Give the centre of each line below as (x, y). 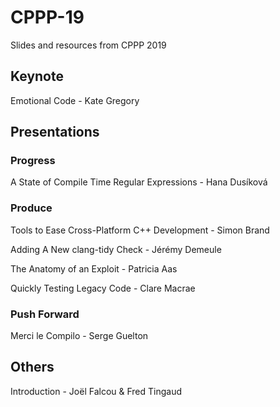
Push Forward (45, 314)
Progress (33, 161)
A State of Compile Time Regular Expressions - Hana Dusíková (139, 182)
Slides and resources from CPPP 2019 (88, 45)
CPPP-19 (47, 17)
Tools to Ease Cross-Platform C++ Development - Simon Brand (140, 230)
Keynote (37, 76)
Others (32, 367)
